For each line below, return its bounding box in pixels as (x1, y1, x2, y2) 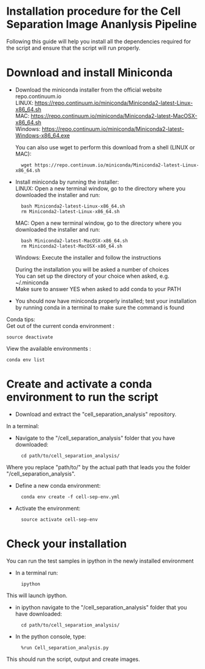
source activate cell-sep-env (21, 516, 98, 523)
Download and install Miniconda (6, 66, 173, 80)
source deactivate (6, 334, 53, 340)
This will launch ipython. (6, 592, 67, 599)
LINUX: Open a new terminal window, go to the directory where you (15, 184, 185, 192)
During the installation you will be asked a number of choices (15, 265, 170, 273)
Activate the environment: (15, 504, 81, 512)
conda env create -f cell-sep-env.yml (21, 493, 120, 500)
